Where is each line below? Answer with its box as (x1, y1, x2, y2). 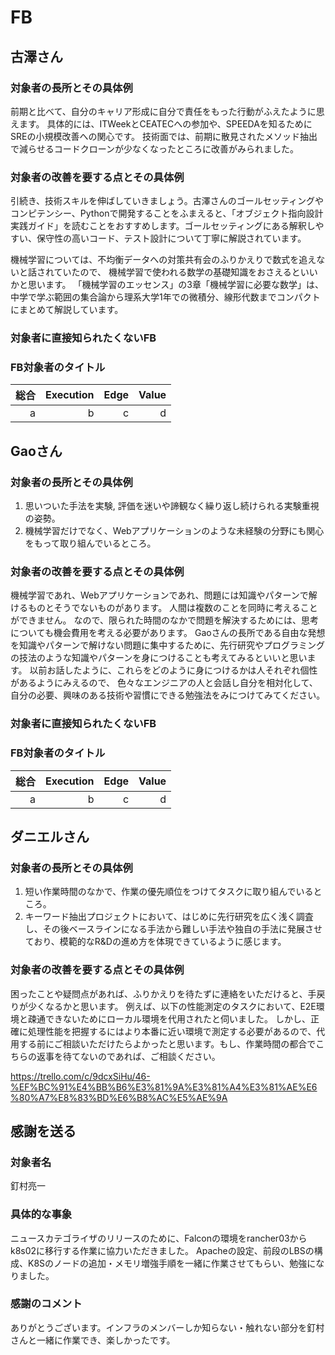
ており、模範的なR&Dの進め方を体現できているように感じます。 (24, 936, 287, 948)
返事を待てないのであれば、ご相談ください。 (36, 1050, 221, 1062)
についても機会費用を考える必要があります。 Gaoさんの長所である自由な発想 (10, 627, 326, 639)
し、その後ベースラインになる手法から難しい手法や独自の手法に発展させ (24, 923, 323, 935)
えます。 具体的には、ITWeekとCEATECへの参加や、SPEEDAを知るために (10, 117, 313, 130)
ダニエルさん (10, 828, 90, 845)
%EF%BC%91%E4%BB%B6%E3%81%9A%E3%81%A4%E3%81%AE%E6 (10, 1081, 318, 1093)
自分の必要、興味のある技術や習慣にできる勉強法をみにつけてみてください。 (10, 689, 326, 701)
